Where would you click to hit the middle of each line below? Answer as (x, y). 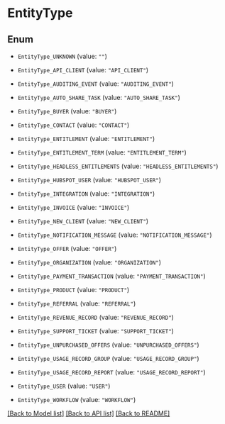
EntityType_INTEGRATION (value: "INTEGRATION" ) (86, 194)
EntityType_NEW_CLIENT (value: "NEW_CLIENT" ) (83, 221)
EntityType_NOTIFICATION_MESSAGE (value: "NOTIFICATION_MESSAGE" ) (115, 235)
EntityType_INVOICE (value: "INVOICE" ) (73, 207)
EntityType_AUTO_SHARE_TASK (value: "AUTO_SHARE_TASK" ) (99, 97)
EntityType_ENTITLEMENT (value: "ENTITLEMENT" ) (86, 139)
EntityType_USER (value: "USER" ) (64, 386)
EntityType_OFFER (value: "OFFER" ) (67, 249)
